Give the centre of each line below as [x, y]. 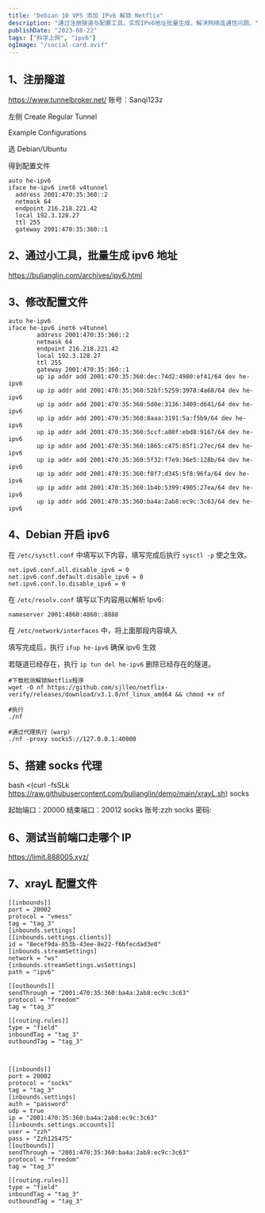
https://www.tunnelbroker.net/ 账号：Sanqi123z [86, 99]
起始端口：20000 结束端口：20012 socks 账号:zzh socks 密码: [110, 810]
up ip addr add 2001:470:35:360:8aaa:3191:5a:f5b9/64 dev [134, 418]
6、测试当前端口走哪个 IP [70, 837]
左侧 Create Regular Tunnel [53, 117]
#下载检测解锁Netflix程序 [46, 681]
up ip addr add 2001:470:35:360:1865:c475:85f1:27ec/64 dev [138, 446]
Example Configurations [48, 132]
